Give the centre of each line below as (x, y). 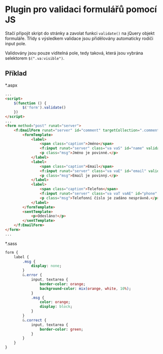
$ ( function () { (30, 103)
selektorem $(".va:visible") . (35, 58)
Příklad (16, 74)
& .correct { (35, 320)
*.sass (11, 243)
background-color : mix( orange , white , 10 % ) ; (85, 288)
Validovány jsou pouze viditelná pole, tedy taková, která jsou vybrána (74, 53)
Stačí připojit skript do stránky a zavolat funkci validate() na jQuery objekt (80, 33)
